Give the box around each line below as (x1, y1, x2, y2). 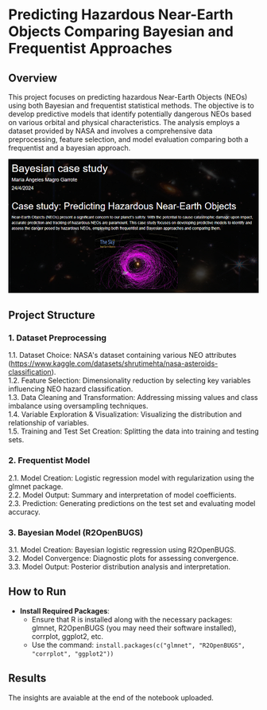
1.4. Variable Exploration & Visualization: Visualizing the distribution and (8, 410, 242, 419)
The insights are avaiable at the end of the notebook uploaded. (8, 692, 215, 702)
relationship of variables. (8, 418, 90, 428)
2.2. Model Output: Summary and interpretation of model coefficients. (8, 490, 237, 500)
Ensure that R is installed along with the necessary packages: (31, 614, 233, 624)
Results (8, 672, 47, 685)
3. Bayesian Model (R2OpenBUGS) (8, 527, 144, 538)
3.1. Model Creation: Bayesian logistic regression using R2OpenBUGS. (8, 544, 237, 555)
